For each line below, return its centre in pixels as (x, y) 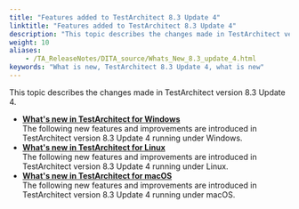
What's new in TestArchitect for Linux (94, 147)
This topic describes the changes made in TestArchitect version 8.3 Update (148, 92)
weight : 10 (29, 42)
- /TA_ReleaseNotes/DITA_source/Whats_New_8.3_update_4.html (141, 59)
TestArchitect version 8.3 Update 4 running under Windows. (132, 138)
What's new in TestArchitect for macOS (97, 175)
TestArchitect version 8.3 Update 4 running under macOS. (129, 194)
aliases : (25, 51)
